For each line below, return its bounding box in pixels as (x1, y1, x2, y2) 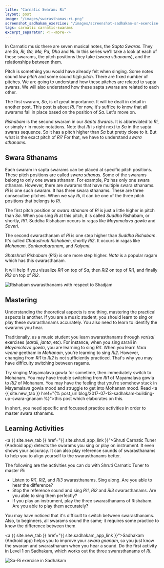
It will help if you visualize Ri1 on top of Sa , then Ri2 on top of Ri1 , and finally (5, 267, 158, 273)
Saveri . (5, 223, 20, 229)
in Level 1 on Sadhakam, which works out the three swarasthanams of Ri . (5, 548, 152, 554)
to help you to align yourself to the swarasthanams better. (5, 453, 121, 459)
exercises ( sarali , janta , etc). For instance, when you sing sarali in (5, 339, 137, 345)
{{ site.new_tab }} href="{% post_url (5, 390, 78, 396)
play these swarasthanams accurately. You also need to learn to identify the (5, 319, 158, 325)
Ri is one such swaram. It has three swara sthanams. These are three (5, 187, 144, 193)
